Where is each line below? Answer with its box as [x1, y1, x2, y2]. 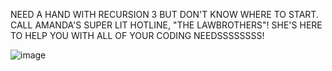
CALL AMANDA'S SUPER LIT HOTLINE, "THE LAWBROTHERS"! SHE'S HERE [10, 19, 323, 31]
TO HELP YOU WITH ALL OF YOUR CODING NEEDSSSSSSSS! [10, 30, 265, 41]
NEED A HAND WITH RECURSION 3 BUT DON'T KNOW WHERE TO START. [10, 9, 319, 20]
